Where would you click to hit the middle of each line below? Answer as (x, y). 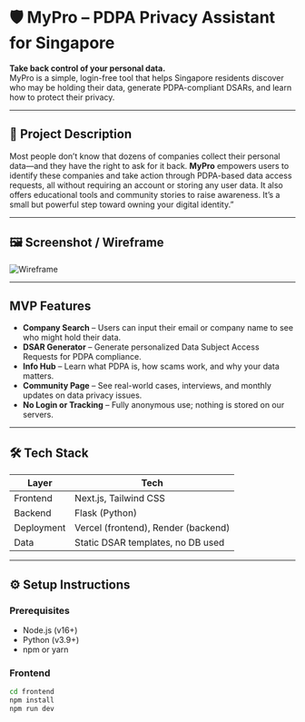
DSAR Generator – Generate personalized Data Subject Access (141, 347)
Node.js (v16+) (50, 630)
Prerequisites (39, 610)
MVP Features (50, 306)
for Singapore (62, 43)
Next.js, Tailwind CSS (119, 499)
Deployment (40, 528)
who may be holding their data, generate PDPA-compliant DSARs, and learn (151, 87)
